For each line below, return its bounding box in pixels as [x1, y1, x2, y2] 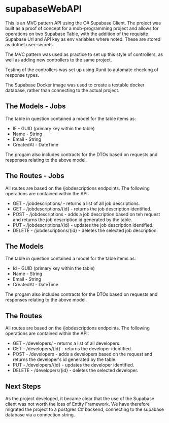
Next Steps [5, 382, 41, 390]
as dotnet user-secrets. [5, 41, 54, 47]
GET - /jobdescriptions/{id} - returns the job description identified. [12, 205, 152, 211]
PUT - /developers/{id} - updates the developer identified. [12, 362, 134, 368]
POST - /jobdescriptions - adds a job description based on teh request [12, 211, 160, 217]
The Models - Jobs [5, 102, 66, 111]
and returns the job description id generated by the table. [12, 217, 132, 223]
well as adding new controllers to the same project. [5, 56, 112, 63]
